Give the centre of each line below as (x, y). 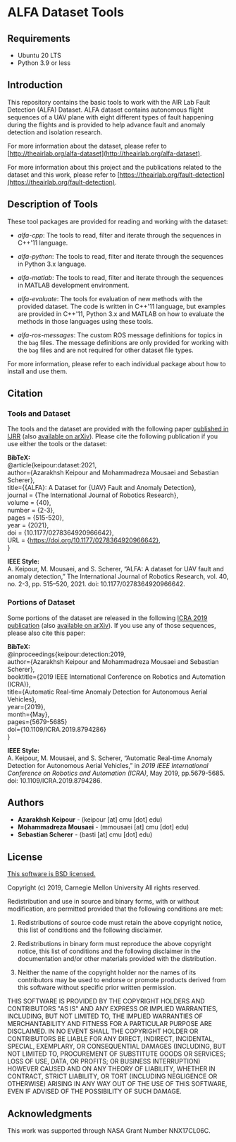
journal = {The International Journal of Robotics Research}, (93, 495)
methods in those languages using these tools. (85, 321)
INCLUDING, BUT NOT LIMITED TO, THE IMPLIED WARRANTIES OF (105, 1016)
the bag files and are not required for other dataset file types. (105, 350)
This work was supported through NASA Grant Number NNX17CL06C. (109, 1131)
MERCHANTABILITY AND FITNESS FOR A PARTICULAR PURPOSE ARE (110, 1024)
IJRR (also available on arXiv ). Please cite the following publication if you (113, 436)
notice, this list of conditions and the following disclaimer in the (109, 951)
